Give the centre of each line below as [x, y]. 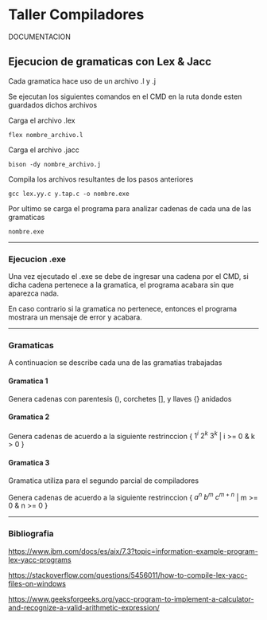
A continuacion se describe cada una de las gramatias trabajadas [115, 363]
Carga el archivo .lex [42, 120]
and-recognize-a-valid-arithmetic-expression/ [84, 607]
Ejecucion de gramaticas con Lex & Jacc [110, 62]
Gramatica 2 [29, 417]
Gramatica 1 [28, 381]
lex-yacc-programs [40, 559]
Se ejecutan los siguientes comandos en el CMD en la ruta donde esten [125, 96]
